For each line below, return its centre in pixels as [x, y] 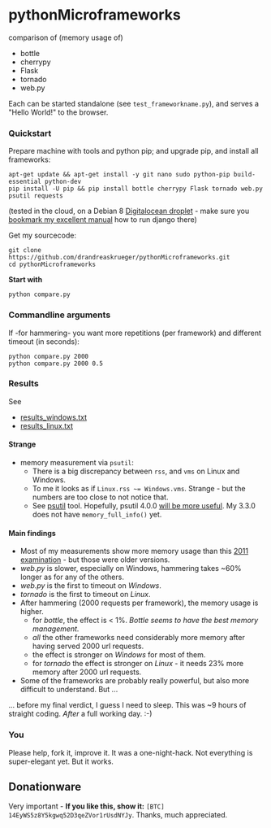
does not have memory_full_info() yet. [97, 515]
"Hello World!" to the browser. [58, 112]
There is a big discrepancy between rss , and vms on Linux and [136, 471]
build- [244, 175]
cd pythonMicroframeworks [52, 265]
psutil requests [36, 196]
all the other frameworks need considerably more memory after [138, 638]
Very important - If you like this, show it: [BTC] [86, 806]
